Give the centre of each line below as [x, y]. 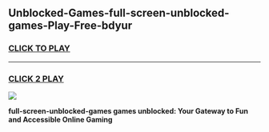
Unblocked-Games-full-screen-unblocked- [119, 13]
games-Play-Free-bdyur [70, 26]
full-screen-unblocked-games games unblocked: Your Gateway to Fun [128, 110]
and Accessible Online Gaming [60, 119]
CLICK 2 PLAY [36, 78]
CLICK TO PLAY [39, 49]
